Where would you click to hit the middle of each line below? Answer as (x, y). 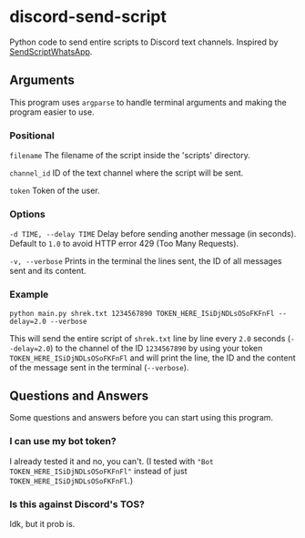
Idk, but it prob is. (42, 524)
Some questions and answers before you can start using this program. (142, 418)
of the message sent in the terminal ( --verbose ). (99, 367)
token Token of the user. (55, 191)
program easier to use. (52, 112)
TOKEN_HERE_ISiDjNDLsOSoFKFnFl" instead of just (99, 471)
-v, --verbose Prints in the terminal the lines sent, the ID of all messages (146, 261)
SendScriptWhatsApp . (51, 51)
